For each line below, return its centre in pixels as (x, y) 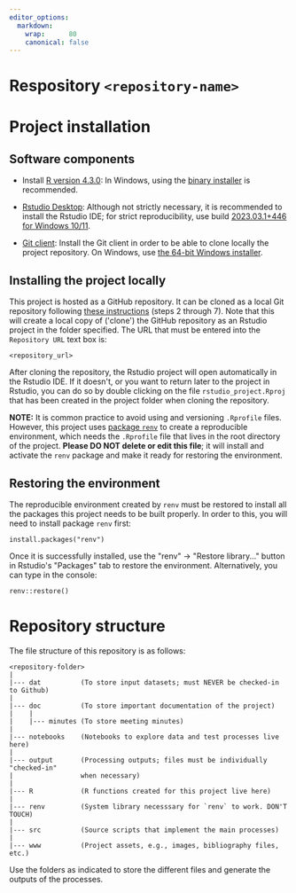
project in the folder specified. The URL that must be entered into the (135, 330)
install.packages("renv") (57, 540)
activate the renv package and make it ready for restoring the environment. (146, 455)
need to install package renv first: (70, 523)
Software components (72, 159)
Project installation (80, 126)
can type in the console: (53, 575)
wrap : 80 (51, 34)
